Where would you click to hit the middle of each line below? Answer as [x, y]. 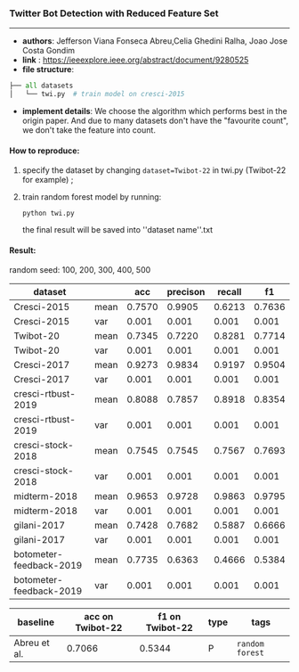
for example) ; [48, 180]
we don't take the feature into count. [89, 130]
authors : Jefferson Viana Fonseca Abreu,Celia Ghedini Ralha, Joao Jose [154, 41]
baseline [36, 622]
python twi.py [48, 213]
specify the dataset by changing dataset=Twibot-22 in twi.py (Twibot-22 [154, 170]
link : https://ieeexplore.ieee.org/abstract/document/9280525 [135, 60]
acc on [99, 617]
